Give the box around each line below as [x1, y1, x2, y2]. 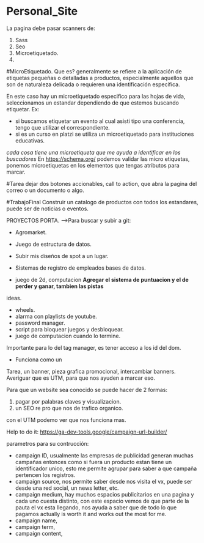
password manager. [15, 319, 65, 327]
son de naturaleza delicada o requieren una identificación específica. [6, 81, 180, 88]
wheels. [15, 306, 35, 313]
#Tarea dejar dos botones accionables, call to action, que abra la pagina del [6, 180, 197, 187]
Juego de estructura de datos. [15, 240, 92, 248]
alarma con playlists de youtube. [15, 312, 98, 320]
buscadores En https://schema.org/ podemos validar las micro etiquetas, [6, 155, 190, 163]
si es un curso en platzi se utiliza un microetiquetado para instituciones [15, 130, 194, 138]
